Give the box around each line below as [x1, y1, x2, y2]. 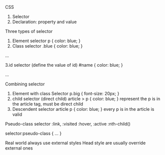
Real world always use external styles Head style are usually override [5, 140, 146, 146]
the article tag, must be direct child [12, 101, 84, 107]
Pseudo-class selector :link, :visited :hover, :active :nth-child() [5, 121, 131, 127]
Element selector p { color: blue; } [12, 38, 81, 44]
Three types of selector [5, 28, 53, 34]
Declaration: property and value [12, 19, 77, 25]
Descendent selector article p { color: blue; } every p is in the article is [12, 106, 154, 112]
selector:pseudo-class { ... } [5, 130, 62, 136]
